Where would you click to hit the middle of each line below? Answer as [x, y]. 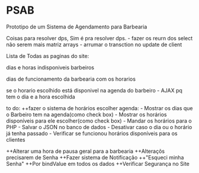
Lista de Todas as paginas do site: [48, 56]
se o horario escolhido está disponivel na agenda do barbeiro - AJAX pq [94, 90]
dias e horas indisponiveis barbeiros [50, 67]
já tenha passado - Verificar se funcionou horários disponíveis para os [92, 133]
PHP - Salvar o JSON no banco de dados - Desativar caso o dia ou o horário [99, 127]
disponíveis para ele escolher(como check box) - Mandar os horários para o [99, 121]
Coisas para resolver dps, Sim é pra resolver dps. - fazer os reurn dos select [99, 38]
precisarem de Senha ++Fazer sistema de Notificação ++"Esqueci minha [95, 157]
